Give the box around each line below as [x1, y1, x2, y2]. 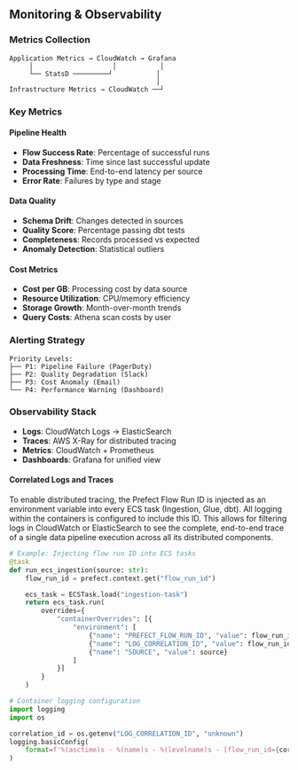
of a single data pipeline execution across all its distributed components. [9, 532, 273, 543]
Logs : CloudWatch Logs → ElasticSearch [21, 426, 172, 436]
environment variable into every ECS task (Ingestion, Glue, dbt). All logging [9, 504, 282, 515]
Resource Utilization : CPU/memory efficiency [21, 293, 191, 304]
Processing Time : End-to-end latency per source [21, 166, 203, 177]
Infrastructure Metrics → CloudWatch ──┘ [9, 84, 165, 94]
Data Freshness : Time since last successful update [21, 156, 210, 167]
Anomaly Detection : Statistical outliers [21, 244, 165, 255]
